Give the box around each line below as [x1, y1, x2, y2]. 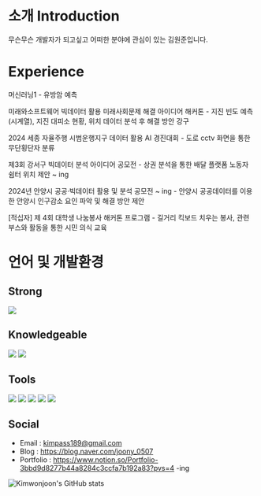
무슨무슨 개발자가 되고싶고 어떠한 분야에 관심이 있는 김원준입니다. [8, 35, 209, 44]
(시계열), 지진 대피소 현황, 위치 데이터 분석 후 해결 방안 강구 [8, 116, 189, 126]
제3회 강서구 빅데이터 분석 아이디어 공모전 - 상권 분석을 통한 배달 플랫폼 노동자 [8, 159, 249, 169]
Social [8, 417, 39, 431]
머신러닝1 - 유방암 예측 [8, 90, 77, 99]
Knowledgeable [8, 328, 88, 342]
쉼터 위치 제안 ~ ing [8, 169, 69, 179]
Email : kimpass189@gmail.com [19, 439, 122, 448]
